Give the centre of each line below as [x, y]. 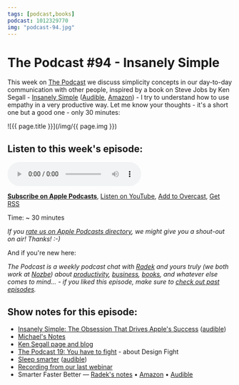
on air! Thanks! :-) [34, 239]
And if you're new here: [42, 253]
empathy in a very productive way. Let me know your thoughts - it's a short [118, 105]
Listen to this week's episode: [75, 149]
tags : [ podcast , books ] [41, 14]
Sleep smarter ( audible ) [52, 359]
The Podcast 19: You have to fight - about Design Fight [98, 351]
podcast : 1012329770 [38, 21]
